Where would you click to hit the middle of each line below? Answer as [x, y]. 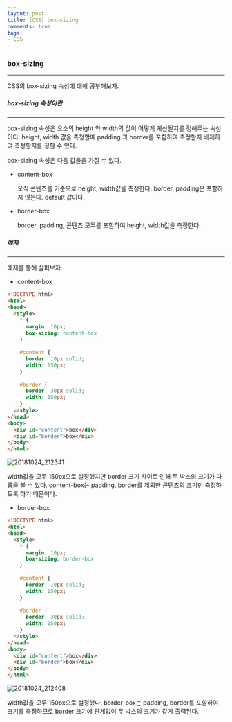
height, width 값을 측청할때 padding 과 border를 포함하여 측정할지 [112, 137]
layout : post [26, 14]
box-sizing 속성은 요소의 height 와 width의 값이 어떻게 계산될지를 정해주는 [108, 128]
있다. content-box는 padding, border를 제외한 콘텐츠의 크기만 [119, 485]
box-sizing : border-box [60, 559]
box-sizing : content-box [61, 333]
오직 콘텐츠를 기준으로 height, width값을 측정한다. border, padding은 [111, 188]
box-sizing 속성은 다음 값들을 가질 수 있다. [65, 161]
